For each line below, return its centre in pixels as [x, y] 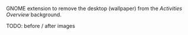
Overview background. [34, 15]
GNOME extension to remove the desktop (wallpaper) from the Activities [94, 8]
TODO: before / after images [41, 26]
